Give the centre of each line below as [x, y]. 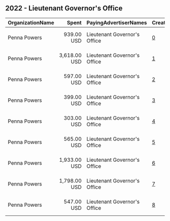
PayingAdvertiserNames [117, 22]
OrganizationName [31, 22]
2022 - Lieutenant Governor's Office [64, 8]
